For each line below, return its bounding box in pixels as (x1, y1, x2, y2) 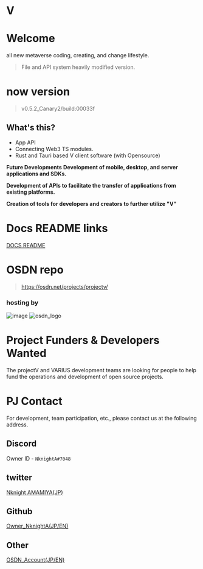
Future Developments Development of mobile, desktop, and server (6, 163, 178, 171)
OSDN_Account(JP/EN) (6, 556, 65, 564)
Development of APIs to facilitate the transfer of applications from (6, 182, 176, 189)
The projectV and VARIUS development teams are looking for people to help (6, 366, 196, 373)
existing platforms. (6, 188, 55, 196)
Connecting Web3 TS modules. (15, 145, 94, 152)
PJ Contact (6, 394, 63, 408)
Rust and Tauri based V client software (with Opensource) (15, 152, 160, 159)
